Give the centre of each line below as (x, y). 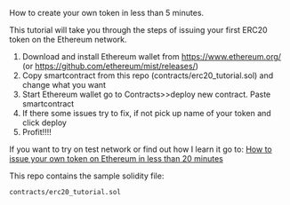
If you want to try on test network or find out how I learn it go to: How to (141, 149)
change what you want (64, 85)
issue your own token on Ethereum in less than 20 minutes (117, 158)
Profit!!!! (36, 132)
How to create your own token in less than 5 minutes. (107, 13)
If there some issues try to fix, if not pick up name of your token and (146, 113)
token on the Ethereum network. (68, 39)
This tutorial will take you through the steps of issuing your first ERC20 (139, 30)
